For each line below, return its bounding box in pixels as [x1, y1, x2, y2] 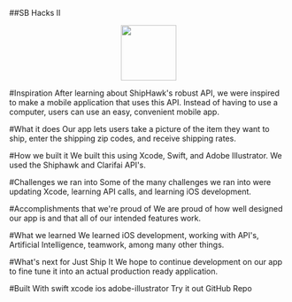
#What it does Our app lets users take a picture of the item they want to [9, 124, 270, 134]
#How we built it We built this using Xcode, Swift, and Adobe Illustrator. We [9, 151, 282, 160]
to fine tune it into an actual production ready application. [9, 266, 219, 276]
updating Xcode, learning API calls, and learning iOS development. [9, 186, 252, 197]
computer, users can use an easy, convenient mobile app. [9, 106, 219, 117]
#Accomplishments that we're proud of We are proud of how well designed [9, 204, 283, 213]
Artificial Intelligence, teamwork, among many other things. [9, 239, 225, 250]
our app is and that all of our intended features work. [9, 213, 202, 223]
